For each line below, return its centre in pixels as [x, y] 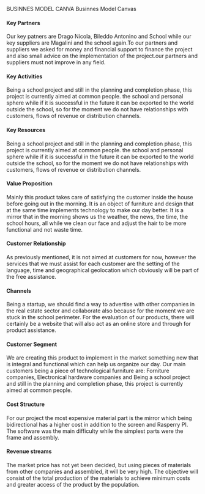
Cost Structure [25, 404]
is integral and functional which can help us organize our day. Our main [96, 364]
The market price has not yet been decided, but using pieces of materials [99, 465]
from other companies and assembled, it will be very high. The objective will [102, 471]
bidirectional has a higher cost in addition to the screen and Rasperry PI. [97, 424]
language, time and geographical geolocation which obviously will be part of [102, 270]
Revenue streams [29, 451]
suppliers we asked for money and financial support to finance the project [99, 50]
